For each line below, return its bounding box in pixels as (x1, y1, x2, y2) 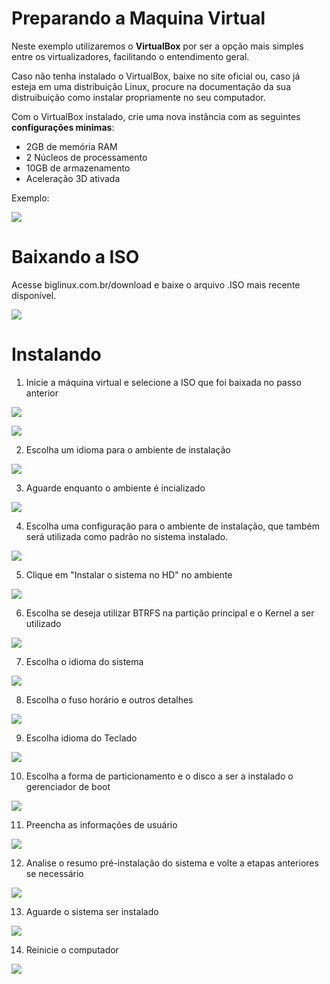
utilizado (25, 617, 62, 629)
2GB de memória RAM (25, 140, 118, 152)
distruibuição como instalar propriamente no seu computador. (11, 91, 266, 103)
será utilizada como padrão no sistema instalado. (25, 530, 229, 542)
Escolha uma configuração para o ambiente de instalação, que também (25, 520, 320, 532)
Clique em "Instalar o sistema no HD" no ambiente (25, 568, 233, 581)
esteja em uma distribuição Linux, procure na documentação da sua (11, 80, 291, 92)
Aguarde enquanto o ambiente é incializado (25, 482, 206, 494)
